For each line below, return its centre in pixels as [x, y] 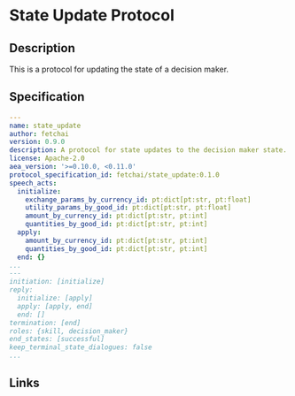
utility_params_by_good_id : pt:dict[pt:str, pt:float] [128, 208]
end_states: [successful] [57, 339]
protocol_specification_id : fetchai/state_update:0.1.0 [114, 175]
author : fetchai [39, 133]
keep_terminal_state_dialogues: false [81, 347]
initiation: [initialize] [57, 282]
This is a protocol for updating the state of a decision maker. [119, 69]
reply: [21, 290]
